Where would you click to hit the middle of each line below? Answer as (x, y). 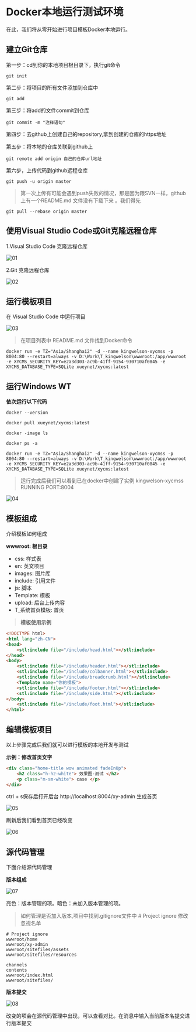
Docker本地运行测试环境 (65, 12)
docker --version (27, 413)
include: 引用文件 (35, 580)
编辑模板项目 (29, 729)
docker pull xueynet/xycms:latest (48, 423)
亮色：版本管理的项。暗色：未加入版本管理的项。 (65, 904)
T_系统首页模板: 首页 (39, 610)
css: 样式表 (28, 558)
